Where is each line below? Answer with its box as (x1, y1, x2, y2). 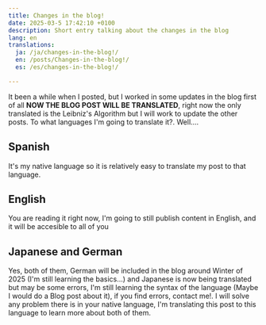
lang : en (8, 33, 37, 42)
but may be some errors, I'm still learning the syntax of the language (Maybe (8, 283, 259, 292)
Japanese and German (8, 245, 123, 258)
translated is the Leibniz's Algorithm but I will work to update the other (8, 109, 238, 118)
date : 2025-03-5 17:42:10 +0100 (8, 19, 115, 27)
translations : (8, 41, 56, 49)
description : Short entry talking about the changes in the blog (8, 26, 229, 34)
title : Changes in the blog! (8, 11, 105, 20)
